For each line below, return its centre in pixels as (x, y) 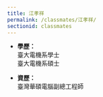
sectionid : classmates (39, 26)
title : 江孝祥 (26, 13)
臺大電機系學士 (38, 55)
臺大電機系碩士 (38, 64)
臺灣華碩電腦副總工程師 (50, 87)
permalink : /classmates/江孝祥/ (52, 20)
